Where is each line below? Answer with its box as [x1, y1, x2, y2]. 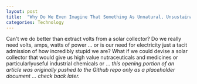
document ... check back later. [6, 72, 80, 79]
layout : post [6, 8, 38, 15]
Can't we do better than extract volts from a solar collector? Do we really [6, 36, 182, 43]
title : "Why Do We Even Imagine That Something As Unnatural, [6, 14, 164, 20]
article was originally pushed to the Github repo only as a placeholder [6, 66, 175, 73]
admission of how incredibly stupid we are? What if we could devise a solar [6, 48, 188, 55]
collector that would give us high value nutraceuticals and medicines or [6, 54, 178, 61]
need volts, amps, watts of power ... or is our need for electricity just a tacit [6, 41, 188, 48]
